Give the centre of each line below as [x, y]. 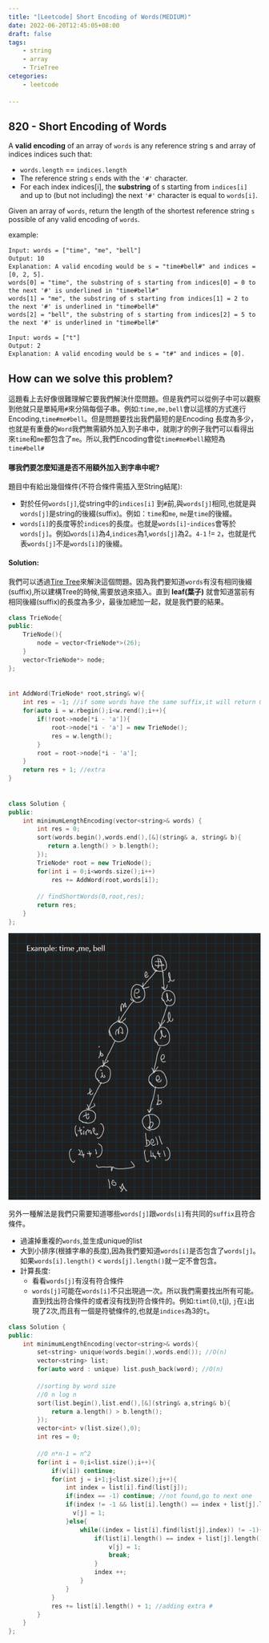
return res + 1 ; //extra [64, 770]
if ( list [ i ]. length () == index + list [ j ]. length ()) [180, 1538]
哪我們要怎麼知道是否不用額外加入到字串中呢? [84, 467]
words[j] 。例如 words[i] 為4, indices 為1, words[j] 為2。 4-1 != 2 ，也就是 [134, 534]
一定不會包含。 [197, 1261]
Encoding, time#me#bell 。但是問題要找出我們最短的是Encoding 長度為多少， [133, 419]
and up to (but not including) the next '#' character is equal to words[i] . [139, 196]
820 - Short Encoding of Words [88, 126]
